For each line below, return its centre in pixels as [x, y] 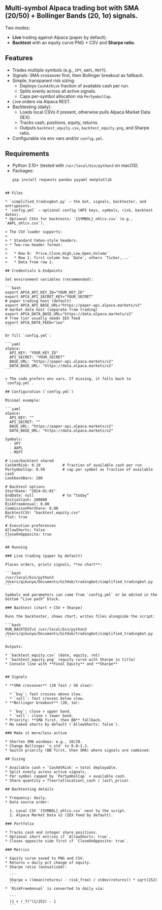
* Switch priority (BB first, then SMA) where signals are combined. [78, 751]
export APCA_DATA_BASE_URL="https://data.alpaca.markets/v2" [69, 314]
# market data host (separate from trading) [51, 310]
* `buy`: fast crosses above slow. [46, 694]
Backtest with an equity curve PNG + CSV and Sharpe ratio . [74, 42]
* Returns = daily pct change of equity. [48, 863]
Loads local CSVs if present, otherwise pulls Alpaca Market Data [85, 112]
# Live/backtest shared [30, 461]
